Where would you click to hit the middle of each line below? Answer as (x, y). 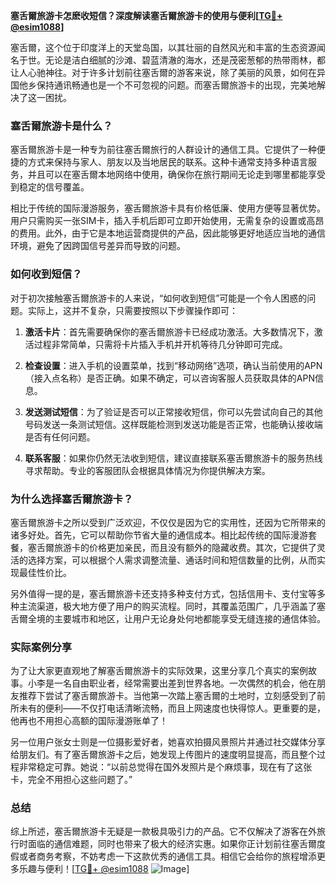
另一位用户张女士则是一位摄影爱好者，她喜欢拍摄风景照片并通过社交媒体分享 (168, 742)
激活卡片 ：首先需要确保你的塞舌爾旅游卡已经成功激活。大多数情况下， (169, 331)
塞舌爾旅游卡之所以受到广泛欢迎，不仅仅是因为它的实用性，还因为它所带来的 (168, 522)
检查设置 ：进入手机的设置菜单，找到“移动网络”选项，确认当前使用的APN (173, 365)
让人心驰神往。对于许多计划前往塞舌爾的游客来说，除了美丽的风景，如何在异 (168, 72)
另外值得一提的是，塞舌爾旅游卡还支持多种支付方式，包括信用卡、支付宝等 (163, 593)
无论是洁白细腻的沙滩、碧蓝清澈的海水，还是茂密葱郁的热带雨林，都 (185, 60)
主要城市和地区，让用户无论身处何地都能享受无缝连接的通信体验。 (189, 618)
